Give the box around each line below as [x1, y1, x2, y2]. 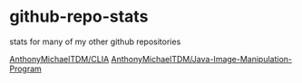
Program [9, 63, 43, 74]
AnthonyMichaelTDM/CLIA [9, 53, 110, 64]
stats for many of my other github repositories [9, 36, 181, 47]
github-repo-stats [9, 6, 149, 27]
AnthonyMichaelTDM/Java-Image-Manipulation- [111, 53, 293, 64]
